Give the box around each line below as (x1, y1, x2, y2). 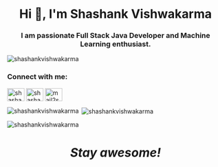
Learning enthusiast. (80, 39, 151, 49)
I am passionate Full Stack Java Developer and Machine (20, 31, 211, 41)
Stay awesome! (69, 144, 162, 160)
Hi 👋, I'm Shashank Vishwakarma (19, 6, 212, 22)
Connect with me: (7, 72, 68, 82)
